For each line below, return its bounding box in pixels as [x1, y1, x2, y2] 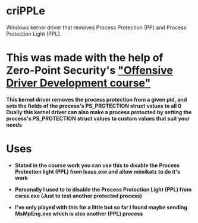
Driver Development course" [6, 76, 151, 90]
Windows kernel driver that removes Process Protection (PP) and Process [6, 24, 187, 31]
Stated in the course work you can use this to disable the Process [14, 162, 180, 169]
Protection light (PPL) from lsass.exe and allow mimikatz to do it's [14, 168, 180, 175]
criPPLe [6, 4, 46, 18]
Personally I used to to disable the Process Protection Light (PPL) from [14, 186, 192, 193]
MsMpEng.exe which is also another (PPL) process [14, 210, 143, 217]
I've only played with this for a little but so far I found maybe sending [14, 203, 188, 211]
